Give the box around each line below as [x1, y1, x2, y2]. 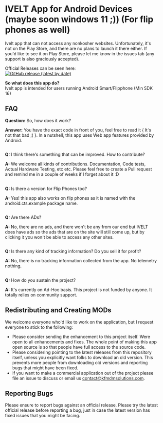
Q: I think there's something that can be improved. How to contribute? [5, 151, 145, 157]
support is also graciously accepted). [5, 56, 80, 62]
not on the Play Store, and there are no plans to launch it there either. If [5, 45, 147, 51]
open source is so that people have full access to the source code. [12, 344, 146, 350]
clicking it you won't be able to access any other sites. [5, 234, 114, 240]
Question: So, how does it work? [5, 117, 72, 123]
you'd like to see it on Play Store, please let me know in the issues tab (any [5, 50, 155, 57]
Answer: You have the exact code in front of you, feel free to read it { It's [5, 127, 152, 133]
